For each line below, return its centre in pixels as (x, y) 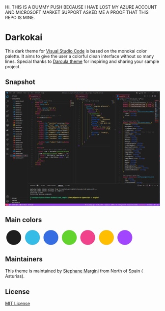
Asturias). (15, 276)
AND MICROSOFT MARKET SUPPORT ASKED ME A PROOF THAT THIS (77, 12)
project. (13, 66)
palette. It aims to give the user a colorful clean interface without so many (80, 56)
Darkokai (24, 38)
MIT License (18, 303)
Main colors (24, 220)
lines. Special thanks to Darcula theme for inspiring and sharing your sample (82, 61)
